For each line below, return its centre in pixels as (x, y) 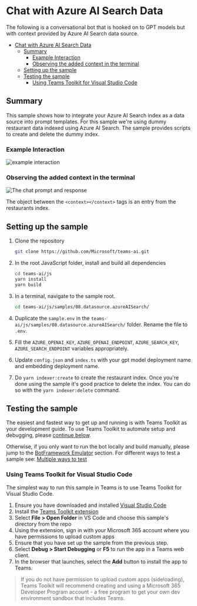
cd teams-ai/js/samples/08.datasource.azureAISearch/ (82, 307)
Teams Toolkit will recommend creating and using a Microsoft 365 (101, 585)
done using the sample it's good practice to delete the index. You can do (103, 384)
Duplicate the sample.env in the (52, 318)
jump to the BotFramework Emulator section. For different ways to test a (93, 453)
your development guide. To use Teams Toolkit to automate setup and (91, 429)
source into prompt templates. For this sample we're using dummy (86, 122)
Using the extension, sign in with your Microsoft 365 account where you (102, 530)
